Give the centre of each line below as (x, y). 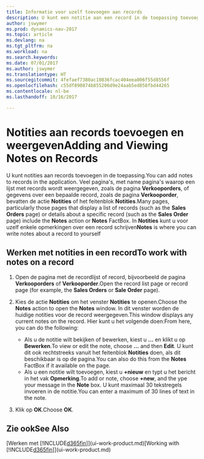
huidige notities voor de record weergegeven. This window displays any (104, 315)
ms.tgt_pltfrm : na (29, 46)
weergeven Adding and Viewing (87, 145)
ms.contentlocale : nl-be (38, 91)
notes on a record (40, 262)
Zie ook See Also (38, 428)
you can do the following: (47, 327)
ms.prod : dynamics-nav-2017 (42, 29)
